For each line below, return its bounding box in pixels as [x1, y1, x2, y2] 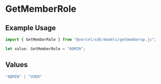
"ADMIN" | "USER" [5, 74, 42, 79]
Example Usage [5, 24, 56, 32]
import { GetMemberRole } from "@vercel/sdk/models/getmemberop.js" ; [5, 37, 157, 42]
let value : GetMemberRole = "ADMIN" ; [5, 46, 86, 51]
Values [5, 60, 28, 69]
